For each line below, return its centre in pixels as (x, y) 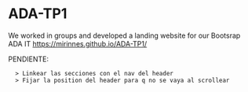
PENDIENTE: (29, 59)
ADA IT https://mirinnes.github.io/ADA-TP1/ (78, 43)
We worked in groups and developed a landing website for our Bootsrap (124, 35)
